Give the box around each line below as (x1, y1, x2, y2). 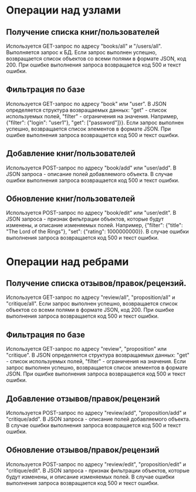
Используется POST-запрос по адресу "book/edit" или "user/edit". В (6, 210, 177, 217)
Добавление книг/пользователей (6, 148, 136, 159)
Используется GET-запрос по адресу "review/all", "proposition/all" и (6, 294, 175, 301)
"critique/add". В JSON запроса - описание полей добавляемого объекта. (6, 415, 191, 423)
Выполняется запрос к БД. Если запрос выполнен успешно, (6, 49, 157, 56)
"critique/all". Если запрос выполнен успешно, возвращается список (6, 300, 178, 307)
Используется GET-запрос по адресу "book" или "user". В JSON (6, 100, 167, 107)
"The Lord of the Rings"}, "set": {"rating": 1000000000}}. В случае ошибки (6, 228, 189, 235)
